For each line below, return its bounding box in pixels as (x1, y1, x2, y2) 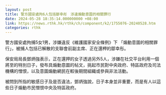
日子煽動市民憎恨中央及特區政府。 (9, 85, 79, 91)
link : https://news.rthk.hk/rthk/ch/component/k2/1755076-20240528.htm (5, 21, 156, 26)
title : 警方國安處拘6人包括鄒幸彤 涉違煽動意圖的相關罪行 (5, 12, 111, 17)
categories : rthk (5, 25, 41, 30)
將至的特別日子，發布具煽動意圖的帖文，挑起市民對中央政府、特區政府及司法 (5, 62, 161, 68)
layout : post (5, 7, 32, 12)
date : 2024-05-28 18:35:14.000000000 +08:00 (5, 16, 98, 21)
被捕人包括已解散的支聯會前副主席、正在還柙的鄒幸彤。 (15, 46, 128, 51)
